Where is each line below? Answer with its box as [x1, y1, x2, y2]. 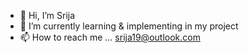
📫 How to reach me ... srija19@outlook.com [19, 31, 201, 43]
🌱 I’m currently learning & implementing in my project [19, 20, 239, 32]
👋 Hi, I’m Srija [19, 10, 76, 21]
